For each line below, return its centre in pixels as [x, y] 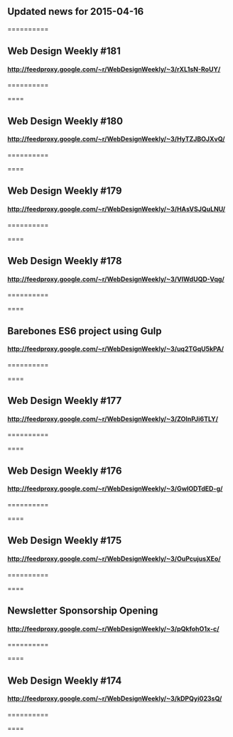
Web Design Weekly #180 [65, 121]
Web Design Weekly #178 [65, 261]
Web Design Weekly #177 [65, 401]
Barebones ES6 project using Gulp [85, 331]
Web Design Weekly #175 [65, 541]
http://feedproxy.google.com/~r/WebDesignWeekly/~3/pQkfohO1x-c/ [113, 628]
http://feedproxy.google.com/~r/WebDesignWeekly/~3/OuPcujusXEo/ [114, 558]
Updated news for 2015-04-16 [76, 12]
